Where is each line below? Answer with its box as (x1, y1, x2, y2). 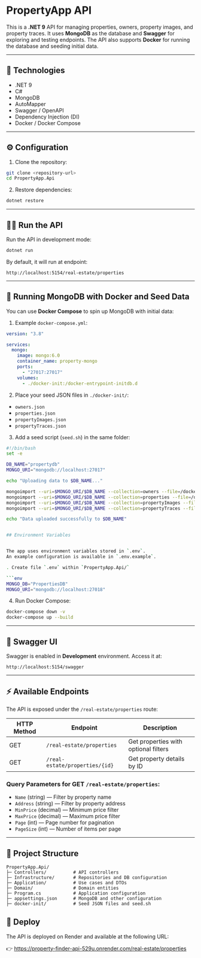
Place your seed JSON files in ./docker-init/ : (14, 391, 129, 399)
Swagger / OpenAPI (14, 107, 64, 114)
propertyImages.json (14, 416, 66, 422)
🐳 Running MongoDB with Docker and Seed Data (6, 291, 190, 302)
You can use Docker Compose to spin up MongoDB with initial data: (6, 308, 174, 315)
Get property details (128, 755, 185, 763)
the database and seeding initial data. (6, 42, 99, 50)
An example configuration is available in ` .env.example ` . (6, 554, 157, 560)
